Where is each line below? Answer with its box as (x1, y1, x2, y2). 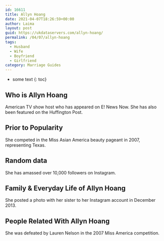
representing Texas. (5, 142, 46, 148)
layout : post (5, 26, 32, 31)
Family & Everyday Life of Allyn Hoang (5, 184, 126, 192)
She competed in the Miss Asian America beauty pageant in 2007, (5, 137, 141, 143)
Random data (5, 157, 47, 165)
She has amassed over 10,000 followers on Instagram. (5, 169, 116, 175)
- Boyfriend (9, 53, 35, 59)
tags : (5, 40, 16, 45)
